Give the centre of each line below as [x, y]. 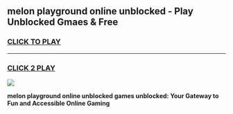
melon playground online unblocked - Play [101, 11]
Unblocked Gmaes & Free [63, 22]
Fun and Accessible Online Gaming [59, 103]
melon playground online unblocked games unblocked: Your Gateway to [113, 95]
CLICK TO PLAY [34, 42]
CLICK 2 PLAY [31, 68]
